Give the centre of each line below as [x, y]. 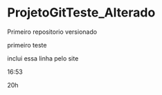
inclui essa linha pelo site [43, 58]
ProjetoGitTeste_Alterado [81, 13]
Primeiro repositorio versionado [52, 32]
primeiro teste [27, 45]
